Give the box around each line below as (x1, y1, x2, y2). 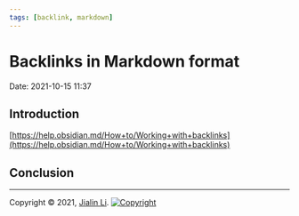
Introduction (9, 106, 80, 121)
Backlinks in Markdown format (9, 51, 240, 71)
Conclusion (9, 165, 75, 180)
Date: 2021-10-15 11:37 (9, 81, 92, 92)
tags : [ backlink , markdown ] (9, 12, 114, 22)
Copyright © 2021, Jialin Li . (9, 197, 109, 208)
